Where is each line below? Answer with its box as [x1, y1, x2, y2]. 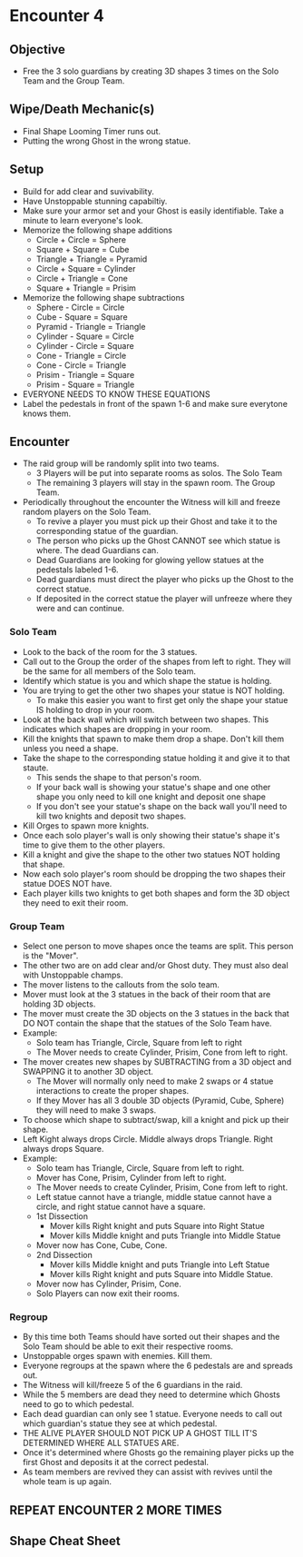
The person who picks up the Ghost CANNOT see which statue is [35, 535, 281, 546]
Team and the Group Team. [22, 75, 125, 86]
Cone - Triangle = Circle [35, 350, 127, 361]
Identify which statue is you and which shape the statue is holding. [22, 675, 272, 686]
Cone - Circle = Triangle [35, 360, 127, 371]
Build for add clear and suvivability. [22, 185, 154, 196]
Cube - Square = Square [35, 311, 129, 322]
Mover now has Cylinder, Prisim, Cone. [35, 1278, 181, 1290]
